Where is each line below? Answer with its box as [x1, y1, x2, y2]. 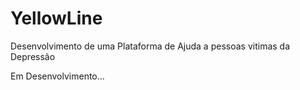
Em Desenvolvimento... [10, 70, 105, 82]
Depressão [10, 50, 56, 62]
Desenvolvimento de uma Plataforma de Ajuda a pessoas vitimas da [10, 40, 291, 52]
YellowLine [10, 7, 103, 30]
